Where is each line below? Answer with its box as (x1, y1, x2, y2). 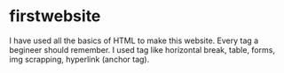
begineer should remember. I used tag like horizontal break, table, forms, (9, 44, 275, 55)
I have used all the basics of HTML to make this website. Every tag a (9, 35, 259, 46)
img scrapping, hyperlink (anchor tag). (9, 54, 150, 64)
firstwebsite (9, 6, 101, 26)
